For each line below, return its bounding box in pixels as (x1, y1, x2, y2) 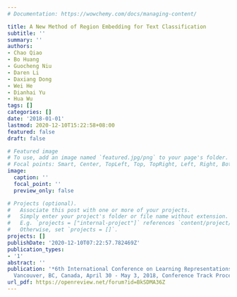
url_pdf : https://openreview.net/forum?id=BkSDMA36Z (7, 279, 166, 286)
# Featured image (7, 148, 59, 155)
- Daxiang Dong (7, 76, 52, 83)
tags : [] (7, 102, 33, 110)
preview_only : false (13, 187, 74, 194)
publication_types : (7, 245, 65, 253)
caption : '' (13, 174, 49, 181)
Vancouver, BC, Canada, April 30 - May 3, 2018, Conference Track (13, 272, 213, 279)
